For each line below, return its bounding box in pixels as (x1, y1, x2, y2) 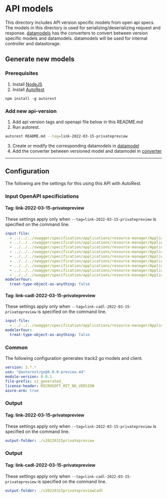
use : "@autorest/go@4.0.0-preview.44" (5, 370, 85, 375)
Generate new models (5, 55, 75, 64)
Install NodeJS (12, 81, 43, 87)
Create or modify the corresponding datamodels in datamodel (12, 143, 139, 149)
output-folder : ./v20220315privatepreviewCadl (5, 488, 103, 493)
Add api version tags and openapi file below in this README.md (12, 119, 143, 125)
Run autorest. (12, 124, 40, 130)
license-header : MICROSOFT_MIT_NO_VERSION (5, 383, 94, 388)
